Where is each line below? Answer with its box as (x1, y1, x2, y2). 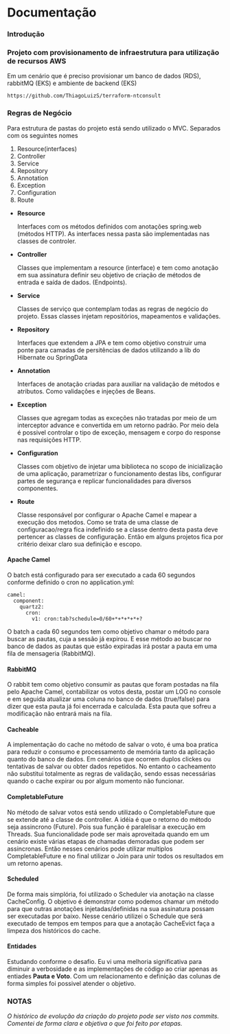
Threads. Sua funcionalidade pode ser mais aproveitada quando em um (7, 829, 209, 838)
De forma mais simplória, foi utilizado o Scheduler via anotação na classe (7, 890, 214, 898)
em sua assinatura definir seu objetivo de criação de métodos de (16, 271, 201, 279)
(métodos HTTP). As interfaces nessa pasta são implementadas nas (16, 229, 210, 238)
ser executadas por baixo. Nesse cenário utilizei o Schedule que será (7, 912, 203, 920)
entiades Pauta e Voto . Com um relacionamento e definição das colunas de (7, 972, 221, 980)
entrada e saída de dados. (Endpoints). (16, 278, 127, 286)
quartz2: (19, 603, 45, 610)
